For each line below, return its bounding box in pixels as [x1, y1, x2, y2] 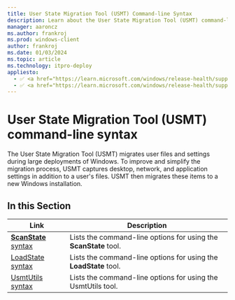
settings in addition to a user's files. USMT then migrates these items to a [7, 172, 218, 180]
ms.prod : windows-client [7, 36, 80, 43]
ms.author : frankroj [7, 29, 68, 37]
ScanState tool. [69, 241, 121, 250]
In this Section [7, 200, 71, 212]
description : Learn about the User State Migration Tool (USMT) [7, 17, 199, 24]
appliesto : [7, 69, 39, 76]
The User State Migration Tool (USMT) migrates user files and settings [7, 150, 211, 158]
